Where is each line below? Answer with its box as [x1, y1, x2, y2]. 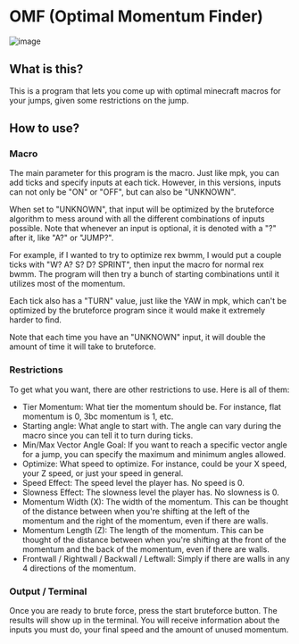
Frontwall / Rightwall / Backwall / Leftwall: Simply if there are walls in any [21, 553, 290, 564]
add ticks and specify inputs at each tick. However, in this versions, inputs [9, 177, 281, 188]
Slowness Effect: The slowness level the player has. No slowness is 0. [21, 487, 279, 498]
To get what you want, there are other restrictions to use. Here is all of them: [9, 384, 290, 395]
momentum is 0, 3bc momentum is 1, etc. [21, 411, 174, 422]
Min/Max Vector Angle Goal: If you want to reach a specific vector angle [21, 439, 287, 450]
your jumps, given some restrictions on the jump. [9, 95, 189, 105]
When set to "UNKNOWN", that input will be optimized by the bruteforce [9, 204, 275, 215]
